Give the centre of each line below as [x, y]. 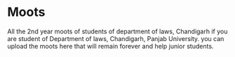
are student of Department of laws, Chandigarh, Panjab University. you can [116, 38]
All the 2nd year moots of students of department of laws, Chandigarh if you [117, 31]
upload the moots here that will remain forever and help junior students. [110, 46]
